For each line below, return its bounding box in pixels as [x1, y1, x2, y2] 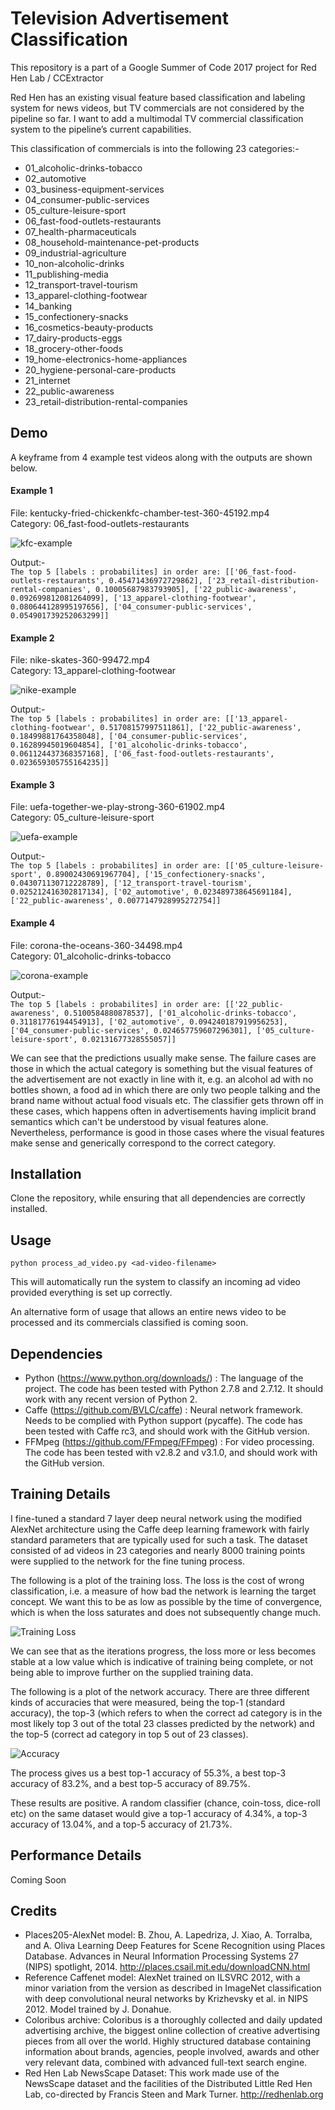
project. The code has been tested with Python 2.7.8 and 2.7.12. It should [24, 1383, 324, 1394]
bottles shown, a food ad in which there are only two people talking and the [10, 1083, 321, 1096]
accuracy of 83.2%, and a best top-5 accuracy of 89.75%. [10, 1777, 251, 1789]
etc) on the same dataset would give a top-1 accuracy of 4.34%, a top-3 [10, 1807, 308, 1819]
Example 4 [10, 917, 56, 929]
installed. [10, 1203, 48, 1215]
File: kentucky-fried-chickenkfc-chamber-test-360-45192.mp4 [10, 507, 270, 519]
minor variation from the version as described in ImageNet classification [24, 1982, 322, 1994]
